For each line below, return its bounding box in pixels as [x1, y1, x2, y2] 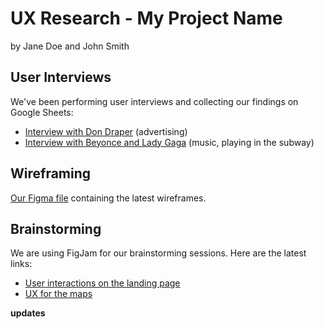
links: [10, 258, 33, 270]
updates [10, 307, 46, 319]
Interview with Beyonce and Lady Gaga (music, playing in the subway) [24, 136, 315, 148]
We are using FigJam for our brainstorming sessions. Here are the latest [10, 247, 307, 259]
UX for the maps [24, 288, 93, 300]
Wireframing [10, 165, 92, 182]
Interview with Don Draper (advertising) [24, 125, 188, 137]
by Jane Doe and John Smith [10, 40, 130, 52]
